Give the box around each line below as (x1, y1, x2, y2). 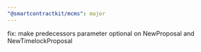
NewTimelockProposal (7, 36, 73, 45)
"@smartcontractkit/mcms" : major (7, 10, 106, 17)
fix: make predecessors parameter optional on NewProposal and (7, 29, 195, 37)
